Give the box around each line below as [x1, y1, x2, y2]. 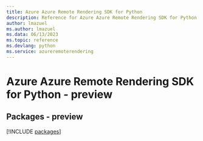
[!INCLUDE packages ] [6, 128, 61, 135]
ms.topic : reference [6, 37, 59, 43]
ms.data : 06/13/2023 [6, 32, 59, 38]
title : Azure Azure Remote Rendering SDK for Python [6, 9, 143, 15]
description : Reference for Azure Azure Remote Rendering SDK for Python [6, 15, 198, 21]
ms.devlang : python [6, 43, 56, 49]
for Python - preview [6, 88, 112, 101]
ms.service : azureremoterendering [6, 49, 94, 55]
